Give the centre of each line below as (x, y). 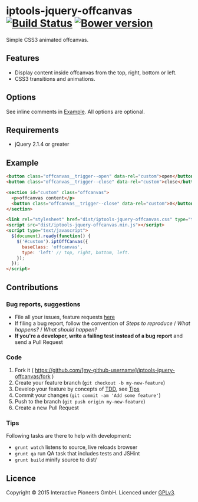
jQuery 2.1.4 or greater (42, 144)
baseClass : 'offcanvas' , (52, 247)
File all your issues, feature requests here (65, 317)
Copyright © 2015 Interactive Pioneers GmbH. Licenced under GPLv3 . (91, 493)
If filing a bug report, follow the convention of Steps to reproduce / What (102, 323)
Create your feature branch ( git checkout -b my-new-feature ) (90, 383)
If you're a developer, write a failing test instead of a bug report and (99, 336)
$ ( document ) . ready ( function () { (51, 236)
